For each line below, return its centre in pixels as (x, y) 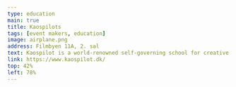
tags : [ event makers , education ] (57, 33)
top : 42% (20, 66)
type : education (31, 14)
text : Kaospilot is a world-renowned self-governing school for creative (118, 53)
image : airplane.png (38, 40)
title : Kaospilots (34, 27)
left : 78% (22, 72)
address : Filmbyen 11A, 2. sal (53, 46)
